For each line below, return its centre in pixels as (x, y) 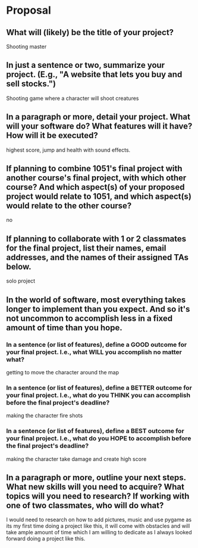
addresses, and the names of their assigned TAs (98, 257)
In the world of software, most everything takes (96, 300)
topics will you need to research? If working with (98, 496)
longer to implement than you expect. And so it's (98, 309)
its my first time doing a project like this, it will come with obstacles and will (98, 526)
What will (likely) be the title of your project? (90, 32)
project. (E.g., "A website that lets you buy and (94, 75)
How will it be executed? (52, 135)
